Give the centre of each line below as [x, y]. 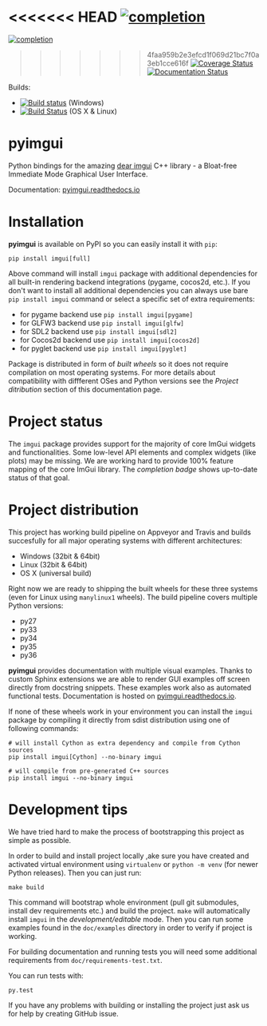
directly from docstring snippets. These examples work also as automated [130, 687]
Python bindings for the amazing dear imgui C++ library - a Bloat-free [123, 165]
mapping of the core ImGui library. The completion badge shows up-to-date [133, 469]
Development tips [68, 809]
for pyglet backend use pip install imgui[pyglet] [103, 348]
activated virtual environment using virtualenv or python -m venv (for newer [133, 864]
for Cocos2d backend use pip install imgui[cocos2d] [110, 340]
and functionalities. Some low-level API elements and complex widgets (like [132, 452]
